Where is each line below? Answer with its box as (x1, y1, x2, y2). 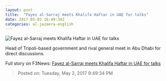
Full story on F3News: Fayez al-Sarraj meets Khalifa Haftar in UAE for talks (5, 60, 161, 66)
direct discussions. (5, 51, 45, 57)
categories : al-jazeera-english (5, 21, 74, 27)
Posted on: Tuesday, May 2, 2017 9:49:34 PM (17, 70, 113, 76)
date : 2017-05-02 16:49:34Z (5, 17, 65, 22)
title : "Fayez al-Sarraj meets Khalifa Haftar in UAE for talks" (5, 12, 149, 17)
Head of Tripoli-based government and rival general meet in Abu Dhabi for (5, 45, 161, 51)
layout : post (5, 7, 33, 13)
